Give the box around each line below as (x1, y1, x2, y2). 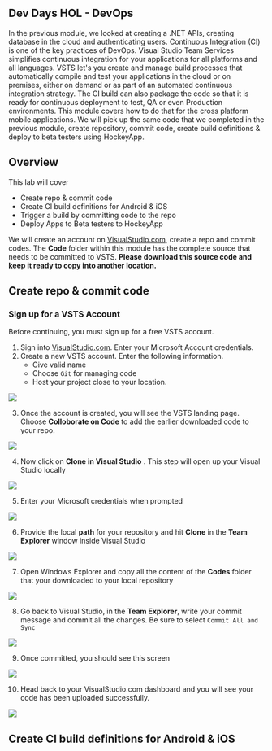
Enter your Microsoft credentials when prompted (19, 496, 183, 506)
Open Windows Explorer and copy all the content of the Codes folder (19, 567, 252, 577)
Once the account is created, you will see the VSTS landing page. (19, 408, 240, 418)
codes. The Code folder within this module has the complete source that (8, 243, 251, 253)
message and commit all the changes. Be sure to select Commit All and (19, 615, 258, 625)
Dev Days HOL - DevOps (8, 7, 134, 20)
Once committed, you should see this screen (19, 653, 171, 663)
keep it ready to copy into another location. (8, 260, 157, 270)
